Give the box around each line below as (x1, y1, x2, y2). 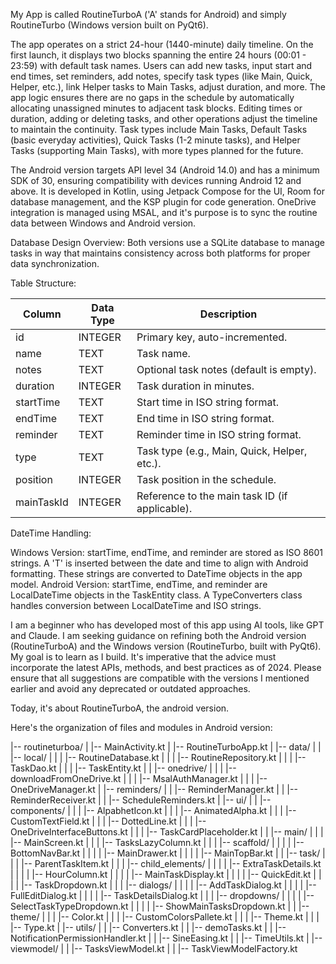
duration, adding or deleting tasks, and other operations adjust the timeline (10, 113, 318, 124)
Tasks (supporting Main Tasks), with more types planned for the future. (10, 145, 304, 156)
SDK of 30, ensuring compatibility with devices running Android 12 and (10, 175, 302, 186)
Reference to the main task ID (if (136, 489, 288, 503)
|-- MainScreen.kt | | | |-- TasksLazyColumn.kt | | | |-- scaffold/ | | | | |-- (10, 837, 305, 848)
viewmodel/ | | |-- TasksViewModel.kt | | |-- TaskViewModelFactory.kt (10, 943, 298, 954)
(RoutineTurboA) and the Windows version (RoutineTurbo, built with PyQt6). (10, 640, 322, 652)
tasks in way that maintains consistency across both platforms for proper (10, 247, 311, 259)
